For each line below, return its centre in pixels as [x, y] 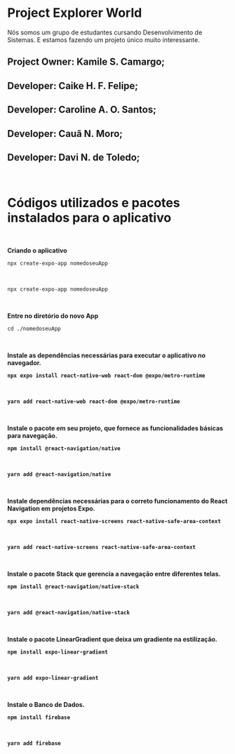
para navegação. [32, 436]
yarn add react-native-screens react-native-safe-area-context [102, 548]
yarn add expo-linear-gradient [53, 678]
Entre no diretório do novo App [53, 316]
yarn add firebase [34, 743]
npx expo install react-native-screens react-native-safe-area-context [114, 522]
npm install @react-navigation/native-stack [73, 587]
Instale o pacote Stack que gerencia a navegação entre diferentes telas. [114, 574]
